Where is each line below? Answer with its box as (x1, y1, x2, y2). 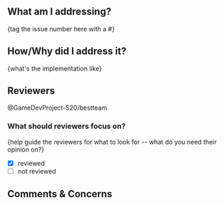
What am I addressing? (7, 6, 112, 18)
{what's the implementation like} (7, 64, 102, 73)
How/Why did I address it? (7, 46, 127, 58)
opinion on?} (7, 145, 45, 154)
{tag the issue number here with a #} (7, 24, 115, 33)
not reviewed (17, 167, 56, 175)
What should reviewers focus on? (7, 121, 126, 131)
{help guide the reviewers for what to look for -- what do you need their (7, 137, 217, 146)
